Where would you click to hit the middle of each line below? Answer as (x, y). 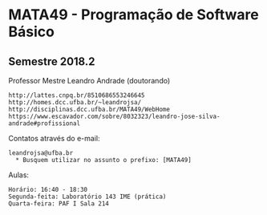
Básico (31, 32)
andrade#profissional (44, 124)
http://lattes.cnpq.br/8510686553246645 (77, 95)
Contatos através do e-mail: (54, 138)
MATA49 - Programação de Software (133, 15)
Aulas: (19, 175)
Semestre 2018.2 (52, 61)
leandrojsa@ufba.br (41, 153)
